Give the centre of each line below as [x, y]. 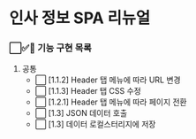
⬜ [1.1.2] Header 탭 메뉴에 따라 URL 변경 [108, 80]
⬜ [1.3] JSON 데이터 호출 [81, 113]
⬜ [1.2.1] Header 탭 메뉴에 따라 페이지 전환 [111, 102]
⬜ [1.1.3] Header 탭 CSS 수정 [88, 91]
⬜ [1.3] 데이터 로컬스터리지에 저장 [95, 124]
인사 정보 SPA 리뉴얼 [80, 18]
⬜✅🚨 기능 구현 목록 [51, 48]
